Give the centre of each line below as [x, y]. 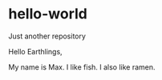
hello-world [48, 14]
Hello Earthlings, [35, 51]
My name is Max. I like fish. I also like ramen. [82, 67]
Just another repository [47, 36]
